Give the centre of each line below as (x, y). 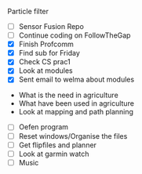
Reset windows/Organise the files (73, 136)
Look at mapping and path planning (76, 112)
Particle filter (28, 11)
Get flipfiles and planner (58, 145)
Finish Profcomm (46, 44)
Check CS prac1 (45, 62)
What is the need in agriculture (68, 95)
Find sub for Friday (49, 53)
